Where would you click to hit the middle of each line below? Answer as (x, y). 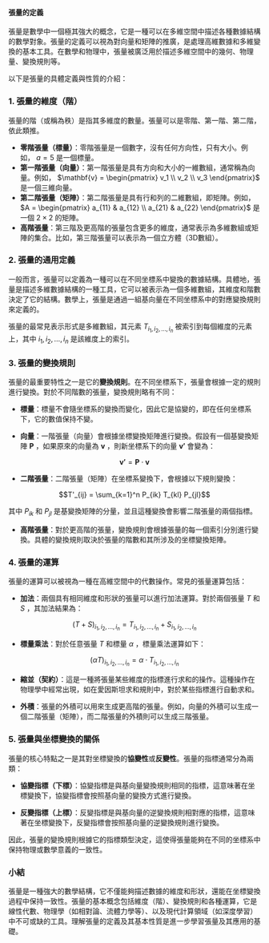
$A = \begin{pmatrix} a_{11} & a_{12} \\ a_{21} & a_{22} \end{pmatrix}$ (135, 208)
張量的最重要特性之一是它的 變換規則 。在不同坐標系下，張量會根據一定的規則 (134, 382)
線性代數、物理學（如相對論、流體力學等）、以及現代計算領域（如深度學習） (133, 911)
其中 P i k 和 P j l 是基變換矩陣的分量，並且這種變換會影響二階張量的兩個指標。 (133, 512)
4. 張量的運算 (34, 562)
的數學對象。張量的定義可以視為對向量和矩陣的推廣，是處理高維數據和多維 (131, 42)
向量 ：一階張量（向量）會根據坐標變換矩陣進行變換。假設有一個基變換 (136, 436)
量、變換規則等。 (36, 62)
